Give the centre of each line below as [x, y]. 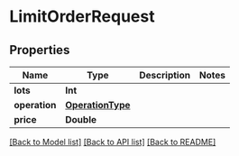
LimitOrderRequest [82, 17]
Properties [40, 50]
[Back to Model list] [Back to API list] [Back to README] [113, 142]
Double [81, 119]
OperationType [97, 105]
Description [165, 75]
